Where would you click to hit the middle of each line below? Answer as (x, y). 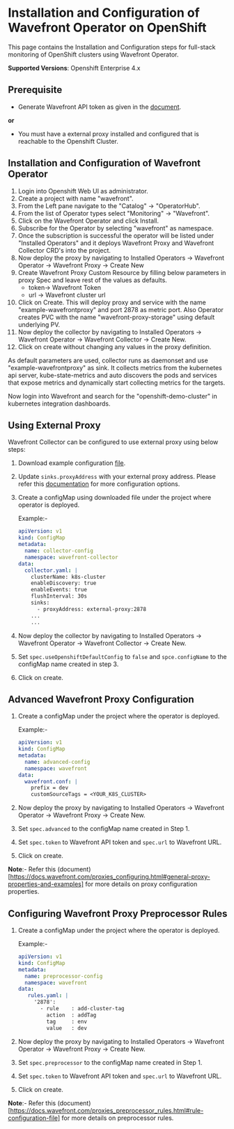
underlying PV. (39, 324)
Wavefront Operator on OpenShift (108, 28)
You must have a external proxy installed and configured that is (108, 133)
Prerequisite (35, 90)
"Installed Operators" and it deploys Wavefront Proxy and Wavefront (116, 243)
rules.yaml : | (48, 996)
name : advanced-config (57, 762)
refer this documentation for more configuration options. (99, 484)
